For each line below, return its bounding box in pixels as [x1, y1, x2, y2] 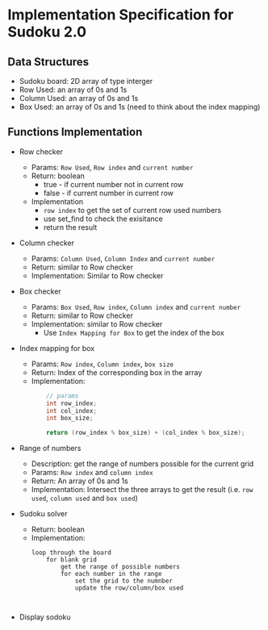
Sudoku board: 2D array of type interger [19, 77, 153, 86]
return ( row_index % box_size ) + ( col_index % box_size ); [46, 429, 245, 437]
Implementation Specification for [7, 6, 234, 24]
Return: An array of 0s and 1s [31, 476, 128, 486]
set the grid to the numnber [74, 577, 173, 586]
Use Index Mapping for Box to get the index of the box [43, 328, 225, 337]
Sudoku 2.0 [7, 23, 86, 41]
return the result [43, 222, 98, 232]
